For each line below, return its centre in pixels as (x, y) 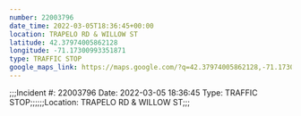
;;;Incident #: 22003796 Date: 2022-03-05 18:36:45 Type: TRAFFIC (133, 92)
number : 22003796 (42, 17)
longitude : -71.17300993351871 (68, 51)
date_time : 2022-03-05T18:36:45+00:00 (82, 26)
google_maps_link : (43, 68)
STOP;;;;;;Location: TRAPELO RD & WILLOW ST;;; (100, 102)
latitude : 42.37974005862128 (64, 42)
